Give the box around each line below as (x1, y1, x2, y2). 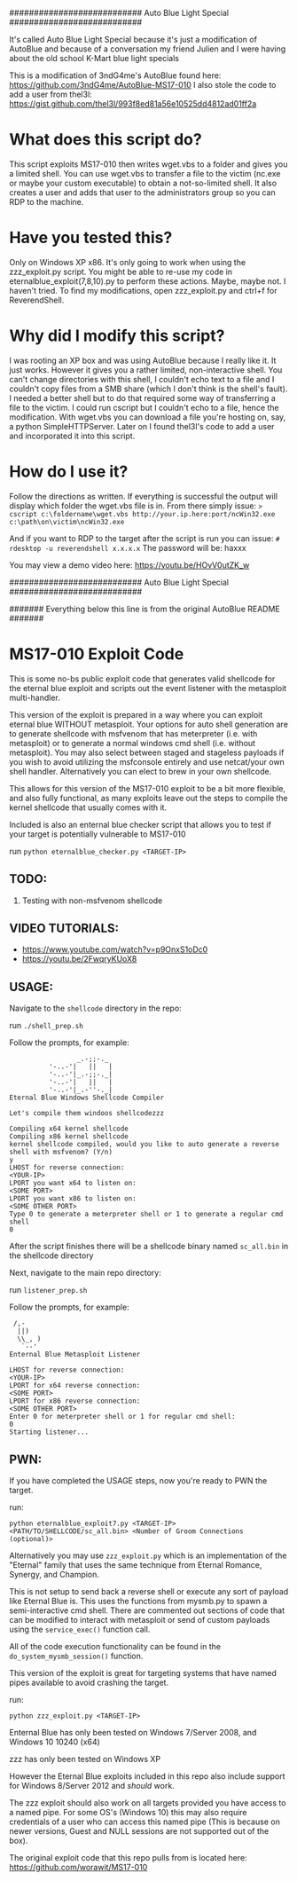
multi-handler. (9, 692, 60, 703)
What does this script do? (9, 130, 202, 150)
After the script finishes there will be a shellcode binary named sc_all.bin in (9, 1241, 289, 1252)
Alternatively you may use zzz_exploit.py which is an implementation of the (9, 1550, 287, 1561)
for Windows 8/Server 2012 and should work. (9, 1780, 175, 1790)
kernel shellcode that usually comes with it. (9, 802, 167, 813)
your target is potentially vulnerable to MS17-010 (9, 829, 186, 839)
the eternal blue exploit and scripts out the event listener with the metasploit (9, 682, 287, 693)
